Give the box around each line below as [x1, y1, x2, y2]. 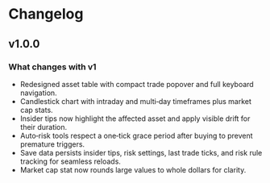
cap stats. [19, 105, 54, 114]
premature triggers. [19, 139, 85, 149]
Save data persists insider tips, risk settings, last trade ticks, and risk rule [19, 148, 263, 157]
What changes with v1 [8, 61, 97, 73]
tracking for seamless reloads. [19, 156, 121, 166]
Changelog [8, 5, 84, 23]
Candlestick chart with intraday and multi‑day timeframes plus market [19, 96, 252, 106]
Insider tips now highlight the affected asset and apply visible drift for [19, 114, 251, 123]
